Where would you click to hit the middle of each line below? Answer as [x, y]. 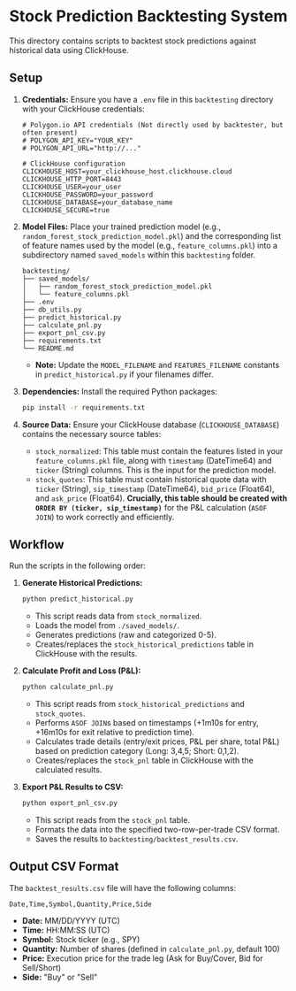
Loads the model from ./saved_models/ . [107, 626]
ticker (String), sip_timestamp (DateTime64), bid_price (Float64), [155, 488]
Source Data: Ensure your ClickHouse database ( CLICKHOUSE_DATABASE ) [151, 424]
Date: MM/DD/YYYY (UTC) [71, 920]
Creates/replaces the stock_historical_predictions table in [144, 644]
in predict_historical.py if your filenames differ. [124, 374]
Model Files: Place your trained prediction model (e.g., [121, 227]
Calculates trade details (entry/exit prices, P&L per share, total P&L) [157, 741]
